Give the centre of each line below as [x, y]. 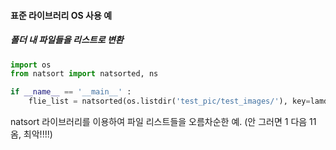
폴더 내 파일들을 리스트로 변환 [67, 40]
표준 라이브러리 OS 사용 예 [61, 15]
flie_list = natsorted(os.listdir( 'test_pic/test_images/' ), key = [169, 101]
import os [31, 65]
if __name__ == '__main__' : [71, 92]
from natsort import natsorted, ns [84, 74]
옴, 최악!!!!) [31, 134]
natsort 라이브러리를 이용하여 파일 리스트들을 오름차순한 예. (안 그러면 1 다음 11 [163, 122]
